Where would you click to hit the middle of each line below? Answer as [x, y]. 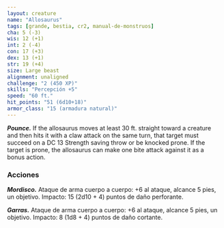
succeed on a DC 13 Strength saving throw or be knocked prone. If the [106, 142]
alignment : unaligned [38, 77]
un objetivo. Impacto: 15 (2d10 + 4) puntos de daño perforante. [95, 197]
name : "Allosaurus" [35, 20]
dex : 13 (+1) [26, 58]
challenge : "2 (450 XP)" [42, 83]
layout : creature [32, 13]
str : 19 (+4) [26, 64]
